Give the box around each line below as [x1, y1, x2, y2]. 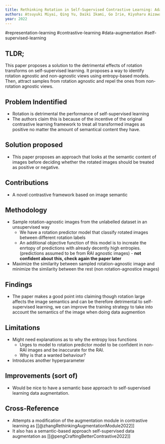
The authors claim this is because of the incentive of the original [12, 116, 142, 122]
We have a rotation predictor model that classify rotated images [19, 230, 148, 236]
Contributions [5, 178, 49, 187]
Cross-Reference [5, 405, 59, 413]
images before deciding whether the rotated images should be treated [12, 159, 154, 165]
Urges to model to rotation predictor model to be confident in [19, 342, 143, 348]
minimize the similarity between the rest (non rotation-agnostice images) [12, 266, 160, 272]
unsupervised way [12, 224, 50, 230]
